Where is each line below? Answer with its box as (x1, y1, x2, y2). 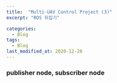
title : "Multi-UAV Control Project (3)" (6, 9, 113, 15)
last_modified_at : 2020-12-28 (6, 48, 83, 55)
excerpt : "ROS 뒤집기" (6, 15, 60, 21)
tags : (6, 37, 20, 43)
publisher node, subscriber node (6, 68, 105, 77)
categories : (6, 26, 36, 32)
